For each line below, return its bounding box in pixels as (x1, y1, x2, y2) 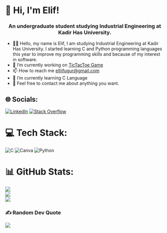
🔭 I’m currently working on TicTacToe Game (12, 62, 103, 68)
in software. (12, 57, 38, 63)
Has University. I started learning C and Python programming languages (12, 46, 162, 52)
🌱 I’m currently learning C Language (12, 75, 88, 81)
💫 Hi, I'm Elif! (5, 5, 60, 16)
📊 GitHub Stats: (5, 166, 74, 178)
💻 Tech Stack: (5, 127, 68, 139)
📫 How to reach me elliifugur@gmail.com (12, 68, 100, 74)
